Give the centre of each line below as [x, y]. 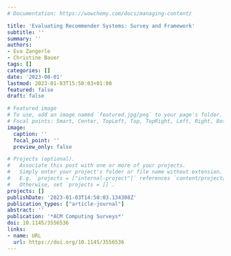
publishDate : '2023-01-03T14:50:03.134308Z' [72, 197]
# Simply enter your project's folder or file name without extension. [115, 172]
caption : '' [31, 134]
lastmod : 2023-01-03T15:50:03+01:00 [59, 83]
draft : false [26, 96]
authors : [20, 45]
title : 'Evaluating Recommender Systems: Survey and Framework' [101, 26]
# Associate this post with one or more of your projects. [97, 165]
